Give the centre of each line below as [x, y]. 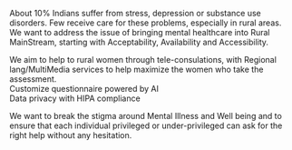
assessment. [33, 79]
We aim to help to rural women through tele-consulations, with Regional [143, 60]
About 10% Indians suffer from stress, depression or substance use [135, 13]
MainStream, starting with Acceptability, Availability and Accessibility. [139, 42]
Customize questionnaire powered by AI [84, 89]
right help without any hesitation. [71, 135]
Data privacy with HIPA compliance [75, 98]
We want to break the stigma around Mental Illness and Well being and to [146, 116]
